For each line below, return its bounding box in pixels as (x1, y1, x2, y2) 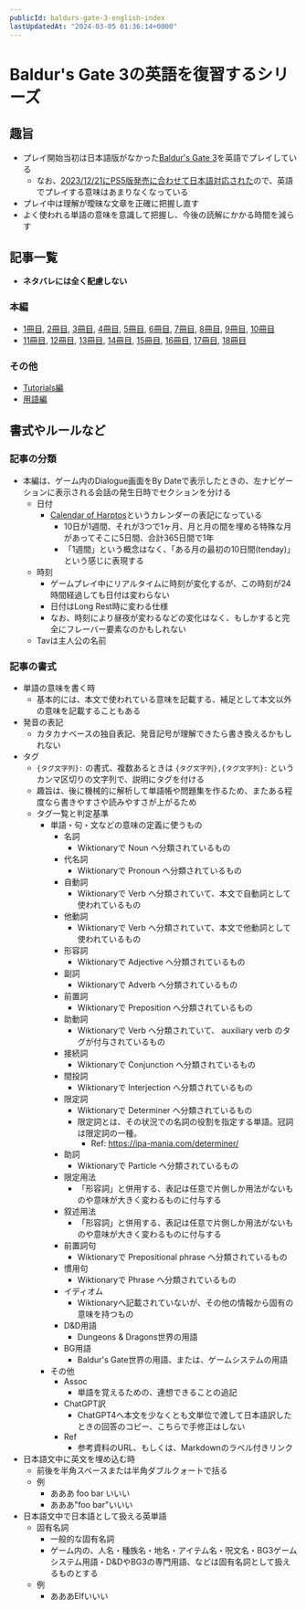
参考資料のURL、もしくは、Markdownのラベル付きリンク (77, 1442, 294, 1453)
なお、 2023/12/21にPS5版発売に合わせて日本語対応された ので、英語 (36, 174, 294, 185)
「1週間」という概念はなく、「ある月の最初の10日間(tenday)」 (63, 543, 295, 554)
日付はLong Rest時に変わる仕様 (49, 600, 169, 612)
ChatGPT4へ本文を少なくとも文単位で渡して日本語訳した (77, 1409, 292, 1420)
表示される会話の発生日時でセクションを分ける (54, 486, 231, 498)
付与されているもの (92, 1036, 166, 1047)
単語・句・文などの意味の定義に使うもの (49, 819, 203, 830)
